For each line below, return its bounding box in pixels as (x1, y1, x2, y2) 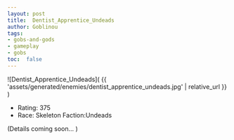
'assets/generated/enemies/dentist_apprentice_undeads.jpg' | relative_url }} (7, 82, 227, 91)
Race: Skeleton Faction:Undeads (17, 111, 112, 119)
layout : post (7, 10, 46, 17)
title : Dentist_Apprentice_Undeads (7, 17, 115, 24)
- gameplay (7, 43, 39, 50)
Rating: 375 (17, 103, 51, 112)
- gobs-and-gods (7, 36, 55, 43)
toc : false (7, 56, 42, 63)
